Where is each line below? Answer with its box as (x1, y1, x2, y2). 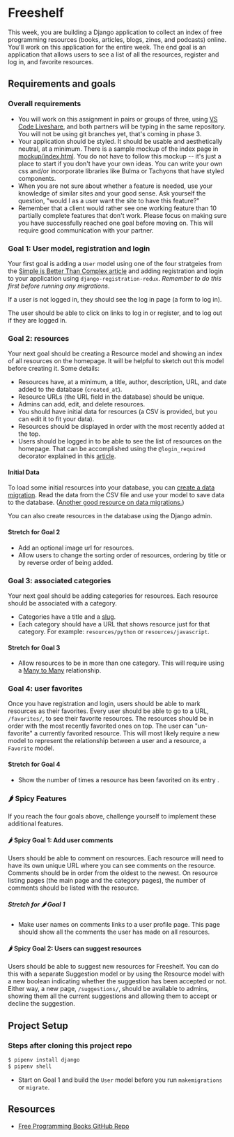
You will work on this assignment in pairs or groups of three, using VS (17, 115, 218, 123)
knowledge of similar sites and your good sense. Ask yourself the (17, 189, 206, 197)
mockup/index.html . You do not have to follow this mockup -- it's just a (17, 152, 221, 160)
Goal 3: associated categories (8, 575, 111, 585)
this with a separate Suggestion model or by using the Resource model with (8, 969, 225, 978)
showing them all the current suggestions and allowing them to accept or (8, 992, 218, 1000)
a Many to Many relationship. (17, 666, 102, 675)
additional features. (8, 819, 63, 828)
